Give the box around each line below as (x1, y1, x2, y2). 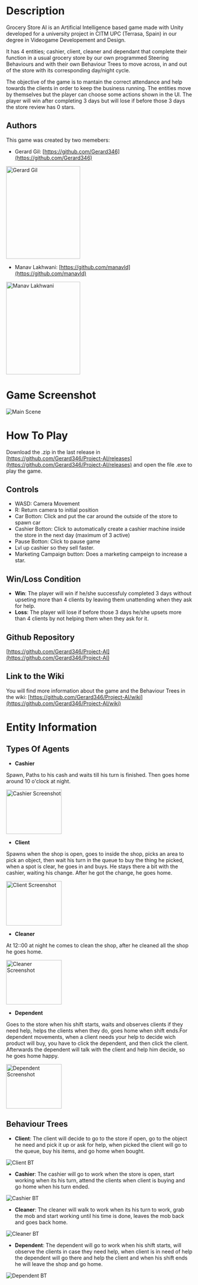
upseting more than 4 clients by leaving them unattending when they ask (14, 596, 192, 603)
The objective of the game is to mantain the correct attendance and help (6, 78, 183, 85)
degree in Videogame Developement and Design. (6, 36, 126, 43)
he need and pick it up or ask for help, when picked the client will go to (14, 1141, 187, 1148)
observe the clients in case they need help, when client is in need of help (14, 1248, 193, 1255)
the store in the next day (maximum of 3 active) (14, 532, 130, 539)
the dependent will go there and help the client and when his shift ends (14, 1254, 188, 1261)
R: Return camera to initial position (14, 506, 99, 514)
